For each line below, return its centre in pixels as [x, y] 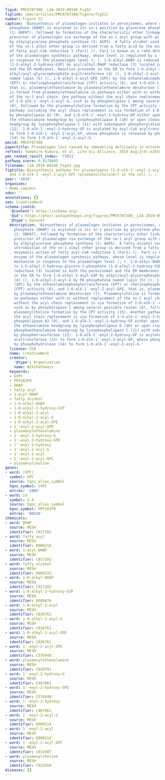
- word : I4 [16, 495]
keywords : [19, 372]
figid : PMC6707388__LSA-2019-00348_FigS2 [48, 10]
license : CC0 [23, 349]
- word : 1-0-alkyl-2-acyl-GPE [36, 633]
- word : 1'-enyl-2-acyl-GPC [34, 743]
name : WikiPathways [34, 367]
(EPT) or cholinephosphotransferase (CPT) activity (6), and [73, 83]
